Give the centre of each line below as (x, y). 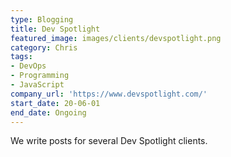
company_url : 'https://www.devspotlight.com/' (109, 94)
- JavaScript (37, 85)
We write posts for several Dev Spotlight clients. (109, 141)
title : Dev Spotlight (55, 29)
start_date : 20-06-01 (55, 103)
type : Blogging (42, 19)
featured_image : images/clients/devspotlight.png (116, 38)
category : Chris (44, 47)
